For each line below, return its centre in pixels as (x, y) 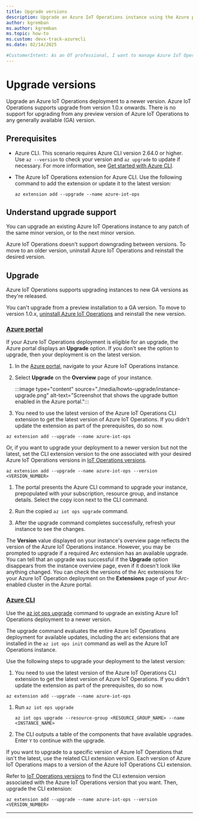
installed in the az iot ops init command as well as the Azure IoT (87, 643)
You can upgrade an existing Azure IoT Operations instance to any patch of (98, 226)
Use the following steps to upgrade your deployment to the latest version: (96, 661)
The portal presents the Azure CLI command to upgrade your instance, (101, 487)
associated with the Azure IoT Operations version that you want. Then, (92, 782)
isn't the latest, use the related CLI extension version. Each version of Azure (99, 758)
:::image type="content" (44, 389)
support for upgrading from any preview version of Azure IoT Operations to (98, 114)
